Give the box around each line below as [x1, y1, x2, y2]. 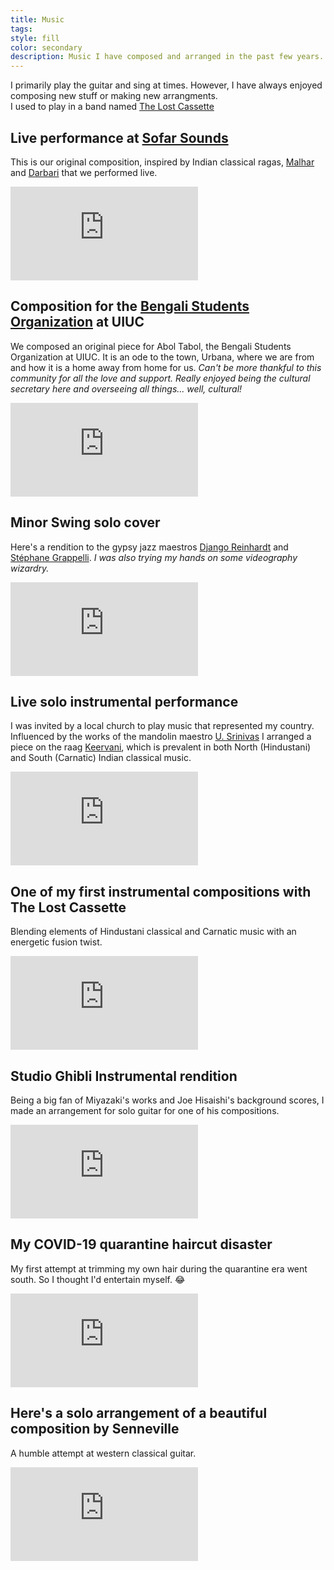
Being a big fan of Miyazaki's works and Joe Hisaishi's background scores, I [10, 1094, 325, 1106]
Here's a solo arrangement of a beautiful [10, 1405, 268, 1422]
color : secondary [10, 42, 83, 53]
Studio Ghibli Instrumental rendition [10, 1067, 238, 1085]
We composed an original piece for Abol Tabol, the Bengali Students [10, 340, 292, 352]
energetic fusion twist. [10, 936, 103, 948]
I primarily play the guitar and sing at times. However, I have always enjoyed [10, 79, 323, 91]
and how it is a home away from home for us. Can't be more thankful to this [10, 361, 322, 373]
